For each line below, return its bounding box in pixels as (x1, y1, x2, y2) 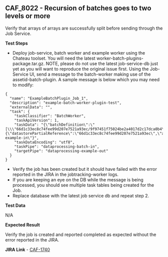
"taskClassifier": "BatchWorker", (14, 113, 86, 118)
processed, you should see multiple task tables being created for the (12, 182, 154, 188)
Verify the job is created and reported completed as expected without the (5, 231, 156, 237)
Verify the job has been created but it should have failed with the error (12, 166, 157, 172)
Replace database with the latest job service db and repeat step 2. (12, 192, 149, 198)
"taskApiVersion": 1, (14, 118, 59, 123)
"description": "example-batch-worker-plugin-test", (9, 100, 122, 105)
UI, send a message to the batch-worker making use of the (29, 71, 151, 77)
